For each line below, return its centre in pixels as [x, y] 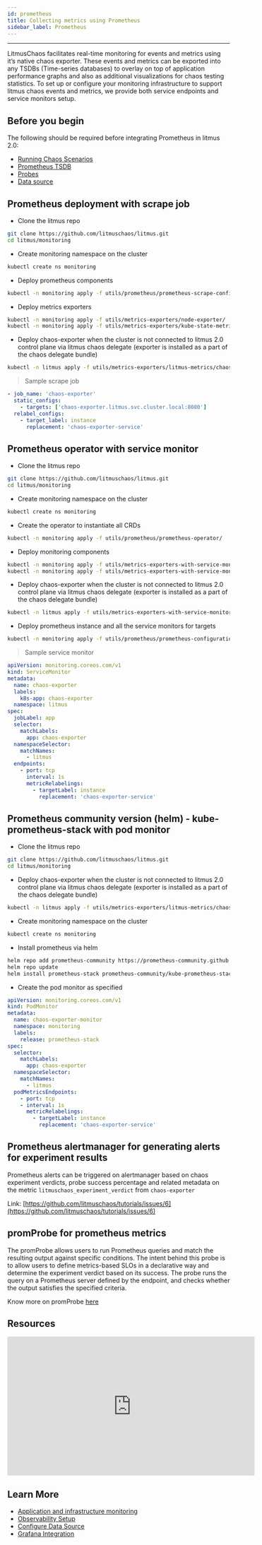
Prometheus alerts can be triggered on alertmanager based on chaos [108, 1175]
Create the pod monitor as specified [70, 987]
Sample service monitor [59, 652]
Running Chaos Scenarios [55, 159]
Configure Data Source [51, 1527]
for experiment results [58, 1158]
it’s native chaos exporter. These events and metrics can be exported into [114, 61]
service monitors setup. [42, 99]
